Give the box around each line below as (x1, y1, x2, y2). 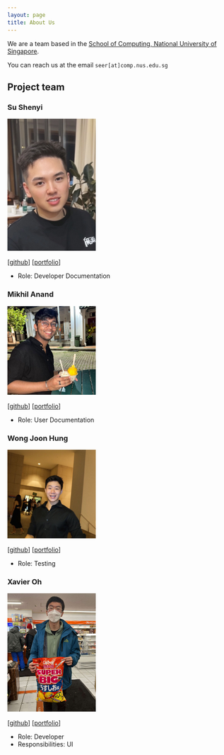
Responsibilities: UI (17, 740, 73, 749)
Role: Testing (17, 559, 56, 568)
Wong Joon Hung (7, 433, 69, 443)
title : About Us (7, 18, 55, 26)
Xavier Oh (7, 577, 42, 586)
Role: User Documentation (17, 415, 95, 424)
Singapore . (7, 47, 40, 55)
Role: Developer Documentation (17, 272, 111, 280)
